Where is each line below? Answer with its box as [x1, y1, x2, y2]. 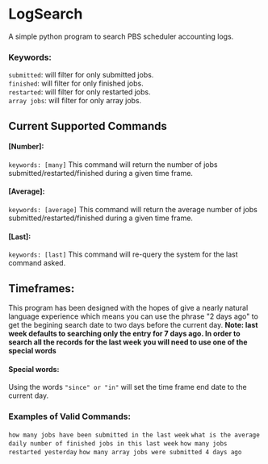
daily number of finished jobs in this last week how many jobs [8, 439, 228, 448]
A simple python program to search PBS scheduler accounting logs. [8, 31, 234, 41]
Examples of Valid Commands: [8, 411, 132, 422]
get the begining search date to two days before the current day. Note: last [8, 320, 258, 330]
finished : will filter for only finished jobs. [8, 78, 144, 89]
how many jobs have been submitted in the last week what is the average [8, 431, 260, 439]
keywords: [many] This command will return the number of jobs [8, 159, 218, 169]
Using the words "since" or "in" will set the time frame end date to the [8, 382, 248, 392]
